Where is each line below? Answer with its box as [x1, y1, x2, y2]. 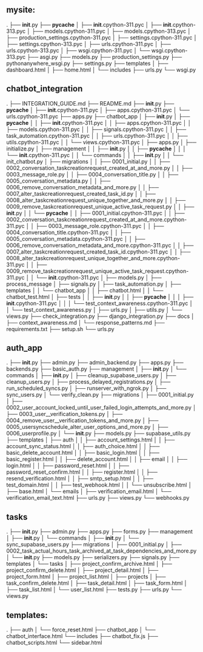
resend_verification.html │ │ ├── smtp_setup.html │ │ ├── [6, 475, 153, 482]
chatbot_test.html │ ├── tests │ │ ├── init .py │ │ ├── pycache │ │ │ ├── [6, 293, 194, 300]
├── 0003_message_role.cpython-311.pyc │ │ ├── [35, 222, 164, 229]
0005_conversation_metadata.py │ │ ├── [6, 177, 111, 184]
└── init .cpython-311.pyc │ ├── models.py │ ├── [35, 274, 162, 281]
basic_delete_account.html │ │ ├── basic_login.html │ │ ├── [6, 449, 159, 457]
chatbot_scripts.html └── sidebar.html [6, 639, 102, 647]
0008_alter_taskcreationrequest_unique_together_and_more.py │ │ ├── [6, 197, 186, 204]
